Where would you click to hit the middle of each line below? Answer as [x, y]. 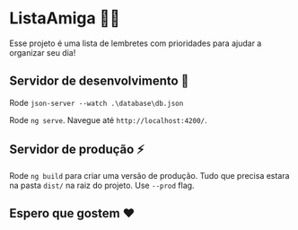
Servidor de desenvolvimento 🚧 [99, 81]
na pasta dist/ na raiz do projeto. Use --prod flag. [102, 185]
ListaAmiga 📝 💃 [65, 18]
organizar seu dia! [43, 52]
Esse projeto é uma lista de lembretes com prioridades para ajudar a [136, 43]
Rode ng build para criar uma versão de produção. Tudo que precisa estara [149, 175]
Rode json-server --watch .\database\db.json [96, 102]
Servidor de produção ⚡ [77, 150]
